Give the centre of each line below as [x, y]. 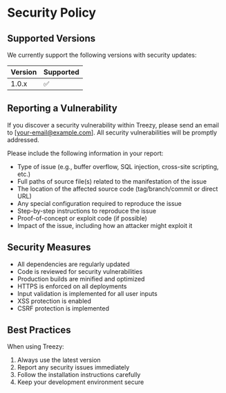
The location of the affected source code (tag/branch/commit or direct [117, 189]
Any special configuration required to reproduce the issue [99, 203]
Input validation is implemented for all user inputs [87, 293]
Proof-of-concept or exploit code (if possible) [82, 218]
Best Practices [39, 330]
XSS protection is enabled [54, 301]
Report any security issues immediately [73, 367]
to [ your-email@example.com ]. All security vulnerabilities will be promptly [112, 132]
